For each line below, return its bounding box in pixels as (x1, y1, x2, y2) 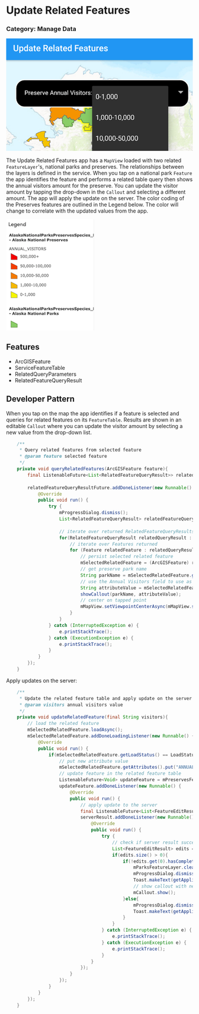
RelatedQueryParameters (14, 370, 77, 378)
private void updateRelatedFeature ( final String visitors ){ (17, 714, 168, 720)
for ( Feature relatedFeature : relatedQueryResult (69, 547, 197, 553)
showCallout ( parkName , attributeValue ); (80, 591, 182, 597)
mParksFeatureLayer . (133, 864, 184, 870)
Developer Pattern (6, 394, 75, 404)
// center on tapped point (80, 597, 147, 603)
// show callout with (133, 883, 187, 889)
